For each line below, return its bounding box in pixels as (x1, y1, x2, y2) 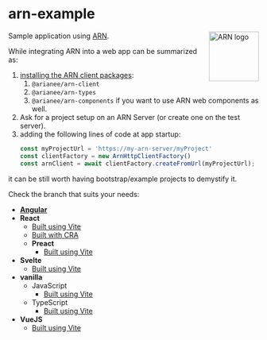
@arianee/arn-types (31, 88, 97, 96)
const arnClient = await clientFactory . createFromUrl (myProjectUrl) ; (19, 160, 256, 168)
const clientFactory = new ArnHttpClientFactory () (19, 152, 192, 160)
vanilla (19, 272, 43, 282)
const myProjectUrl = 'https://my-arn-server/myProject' (19, 145, 213, 153)
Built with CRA (31, 230, 79, 239)
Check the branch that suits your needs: (8, 189, 140, 199)
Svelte (19, 255, 42, 265)
